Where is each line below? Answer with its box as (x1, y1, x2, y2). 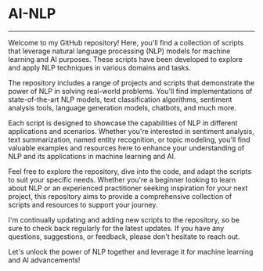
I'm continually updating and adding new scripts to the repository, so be (8, 215, 240, 224)
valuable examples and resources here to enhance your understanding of (8, 143, 245, 153)
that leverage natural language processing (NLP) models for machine (8, 46, 231, 56)
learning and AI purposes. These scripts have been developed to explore (8, 54, 243, 63)
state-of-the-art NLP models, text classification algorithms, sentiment (8, 95, 232, 104)
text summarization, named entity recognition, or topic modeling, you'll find (8, 135, 250, 144)
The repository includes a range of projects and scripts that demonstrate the (8, 78, 255, 87)
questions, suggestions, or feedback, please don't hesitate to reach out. (8, 232, 240, 241)
